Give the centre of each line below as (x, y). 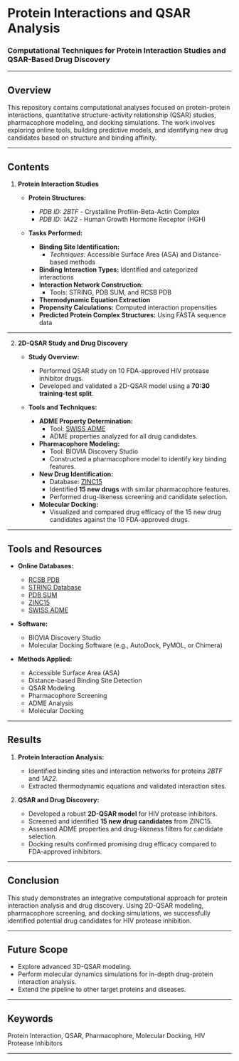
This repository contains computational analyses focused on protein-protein (119, 108)
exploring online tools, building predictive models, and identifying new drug (118, 130)
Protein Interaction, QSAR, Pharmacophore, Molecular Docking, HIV (106, 1036)
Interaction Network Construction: (91, 285)
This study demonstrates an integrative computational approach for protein (117, 898)
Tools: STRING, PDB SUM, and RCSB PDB (111, 292)
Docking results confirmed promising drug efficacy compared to (122, 844)
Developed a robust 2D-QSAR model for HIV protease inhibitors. (123, 814)
